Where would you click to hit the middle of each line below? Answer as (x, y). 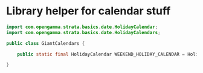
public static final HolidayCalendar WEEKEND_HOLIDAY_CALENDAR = (101, 54)
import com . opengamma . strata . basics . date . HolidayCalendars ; (84, 32)
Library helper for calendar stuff (89, 11)
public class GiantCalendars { (46, 43)
